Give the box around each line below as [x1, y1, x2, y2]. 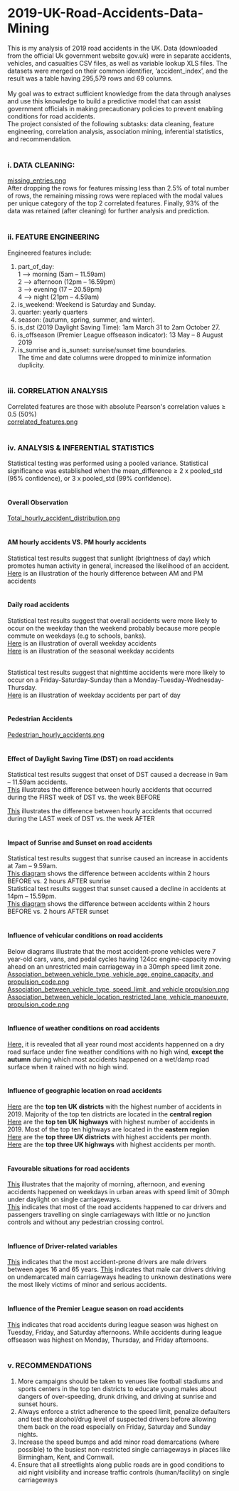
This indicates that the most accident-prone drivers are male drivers [7, 1258, 207, 1266]
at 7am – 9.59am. [7, 862, 58, 870]
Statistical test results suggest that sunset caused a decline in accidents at [7, 885, 226, 893]
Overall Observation [7, 498, 69, 507]
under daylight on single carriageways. [7, 1195, 122, 1204]
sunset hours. [17, 1400, 58, 1408]
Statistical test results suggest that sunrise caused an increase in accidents [7, 854, 228, 862]
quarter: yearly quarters [17, 307, 87, 316]
